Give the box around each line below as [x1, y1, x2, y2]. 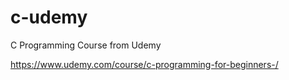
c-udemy [10, 6, 88, 29]
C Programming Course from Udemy [10, 39, 162, 51]
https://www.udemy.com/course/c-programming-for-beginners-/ [10, 58, 279, 70]
